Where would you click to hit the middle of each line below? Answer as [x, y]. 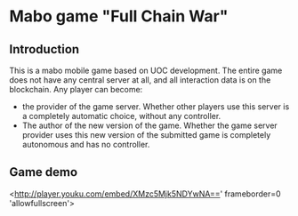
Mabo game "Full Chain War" [119, 16]
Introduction [44, 49]
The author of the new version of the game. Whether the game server [149, 125]
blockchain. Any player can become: [76, 89]
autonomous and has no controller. [86, 144]
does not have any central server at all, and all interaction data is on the [140, 80]
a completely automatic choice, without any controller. [121, 116]
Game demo [44, 172]
